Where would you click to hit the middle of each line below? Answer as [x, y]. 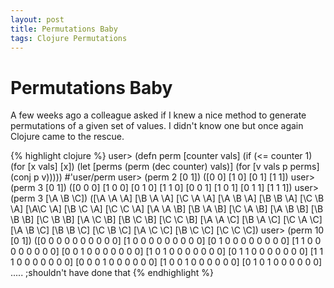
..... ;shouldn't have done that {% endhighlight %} [112, 273]
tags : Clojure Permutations [69, 38]
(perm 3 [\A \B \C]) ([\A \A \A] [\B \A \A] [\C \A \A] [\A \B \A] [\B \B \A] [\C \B [167, 198]
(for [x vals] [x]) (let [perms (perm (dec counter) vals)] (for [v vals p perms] [165, 167]
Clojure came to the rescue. [67, 137]
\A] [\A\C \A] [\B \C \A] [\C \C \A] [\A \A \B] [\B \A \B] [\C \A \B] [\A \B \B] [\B [167, 209]
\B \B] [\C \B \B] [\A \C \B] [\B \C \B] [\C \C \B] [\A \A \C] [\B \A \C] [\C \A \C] [166, 220]
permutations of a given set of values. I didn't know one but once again [157, 126]
